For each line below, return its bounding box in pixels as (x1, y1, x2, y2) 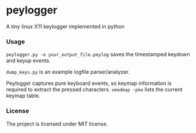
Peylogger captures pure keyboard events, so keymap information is (6, 80, 172, 87)
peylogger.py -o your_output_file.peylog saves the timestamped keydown (6, 51, 190, 58)
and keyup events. (6, 57, 51, 64)
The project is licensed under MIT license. (6, 120, 108, 127)
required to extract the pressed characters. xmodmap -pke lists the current (6, 86, 183, 93)
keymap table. (6, 92, 41, 100)
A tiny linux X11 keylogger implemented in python (6, 23, 125, 30)
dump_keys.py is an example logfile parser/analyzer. (6, 69, 130, 76)
